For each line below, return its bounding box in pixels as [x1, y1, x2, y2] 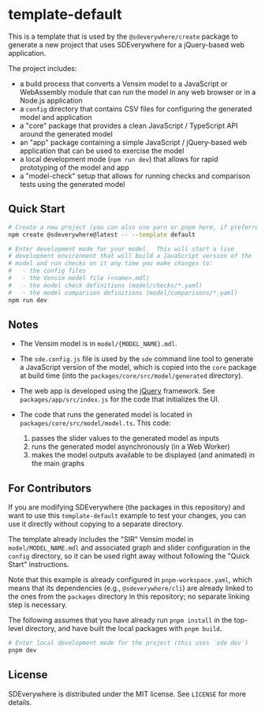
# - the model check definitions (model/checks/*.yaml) [8, 282, 203, 289]
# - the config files [8, 267, 87, 275]
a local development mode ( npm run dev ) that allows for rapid [19, 154, 218, 163]
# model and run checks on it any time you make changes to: [8, 259, 214, 267]
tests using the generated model [19, 179, 125, 189]
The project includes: [8, 63, 77, 73]
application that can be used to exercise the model [19, 146, 185, 155]
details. [8, 697, 32, 707]
